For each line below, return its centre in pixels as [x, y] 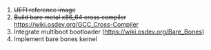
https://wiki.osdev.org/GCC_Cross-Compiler [76, 24]
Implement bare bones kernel [56, 39]
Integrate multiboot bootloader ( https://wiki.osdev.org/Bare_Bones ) [109, 32]
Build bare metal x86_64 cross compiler [70, 17]
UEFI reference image [44, 10]
